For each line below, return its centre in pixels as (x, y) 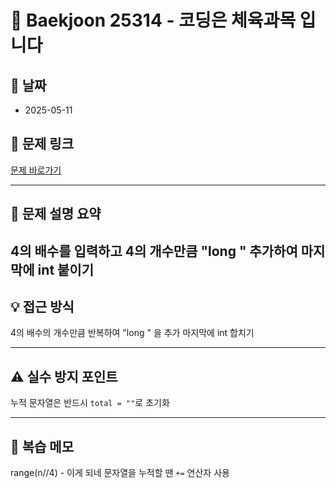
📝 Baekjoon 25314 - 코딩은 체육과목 (153, 20)
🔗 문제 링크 (42, 144)
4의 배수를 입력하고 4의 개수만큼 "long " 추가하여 (154, 251)
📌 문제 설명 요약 (56, 214)
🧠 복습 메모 (42, 446)
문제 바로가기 (36, 170)
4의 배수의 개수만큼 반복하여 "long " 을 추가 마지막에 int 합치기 (132, 333)
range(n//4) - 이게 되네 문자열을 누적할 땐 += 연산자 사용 (120, 473)
